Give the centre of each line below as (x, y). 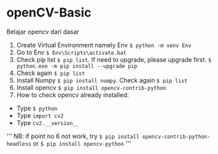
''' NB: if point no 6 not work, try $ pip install (73, 136)
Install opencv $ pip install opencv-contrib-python (91, 87)
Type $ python (37, 108)
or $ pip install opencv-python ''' (82, 143)
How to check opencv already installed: (72, 95)
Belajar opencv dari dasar (43, 32)
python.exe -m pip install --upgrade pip (77, 66)
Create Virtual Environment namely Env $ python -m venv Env (104, 45)
